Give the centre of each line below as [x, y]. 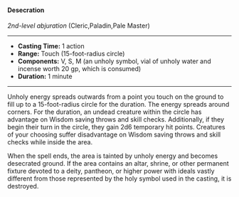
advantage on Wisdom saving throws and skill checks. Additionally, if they [116, 119]
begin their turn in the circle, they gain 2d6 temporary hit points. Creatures [116, 127]
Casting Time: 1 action [51, 46]
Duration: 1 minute [45, 76]
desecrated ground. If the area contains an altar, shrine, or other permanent [118, 164]
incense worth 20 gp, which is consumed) [79, 69]
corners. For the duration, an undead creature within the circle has [105, 112]
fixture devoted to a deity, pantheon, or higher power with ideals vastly [111, 171]
